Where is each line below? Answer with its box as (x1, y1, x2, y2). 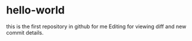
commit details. (6, 29, 44, 36)
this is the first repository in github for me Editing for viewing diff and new (6, 23, 187, 30)
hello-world (6, 4, 65, 17)
